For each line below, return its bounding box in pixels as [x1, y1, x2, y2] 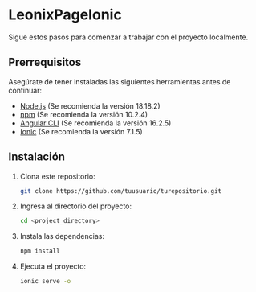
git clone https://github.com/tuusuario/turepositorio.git [19, 187, 222, 195]
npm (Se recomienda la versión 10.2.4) [19, 109, 148, 119]
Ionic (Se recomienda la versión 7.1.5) [19, 126, 143, 136]
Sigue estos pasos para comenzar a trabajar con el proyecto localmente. [8, 32, 249, 42]
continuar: [8, 85, 43, 95]
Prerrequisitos [8, 56, 82, 69]
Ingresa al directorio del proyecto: [19, 201, 132, 211]
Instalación [8, 150, 66, 164]
